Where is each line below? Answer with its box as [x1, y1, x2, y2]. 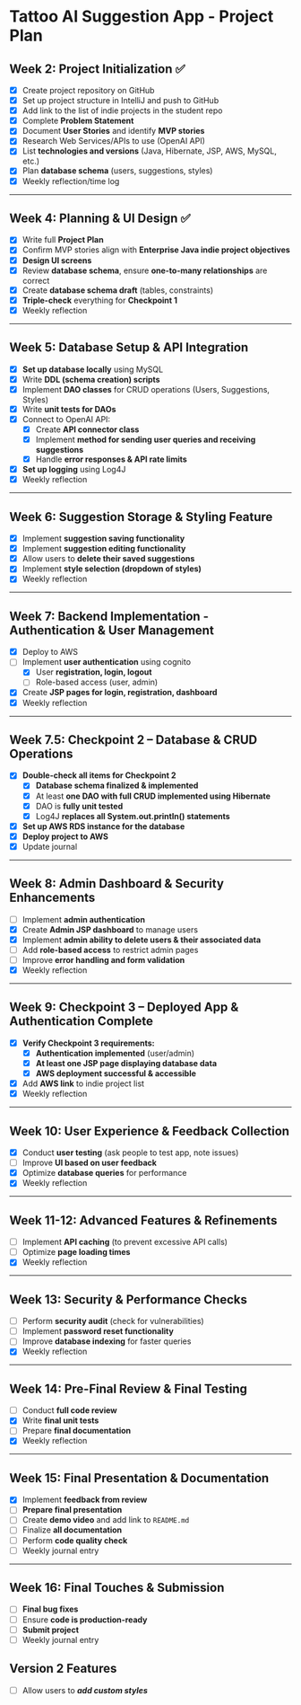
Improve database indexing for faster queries [21, 1336, 192, 1347]
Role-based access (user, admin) [35, 676, 159, 688]
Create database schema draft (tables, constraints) [21, 285, 213, 296]
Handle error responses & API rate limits [35, 454, 188, 464]
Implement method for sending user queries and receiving [35, 434, 256, 445]
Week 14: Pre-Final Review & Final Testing [9, 1381, 248, 1396]
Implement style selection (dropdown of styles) [21, 563, 202, 574]
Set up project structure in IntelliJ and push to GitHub [21, 95, 219, 106]
